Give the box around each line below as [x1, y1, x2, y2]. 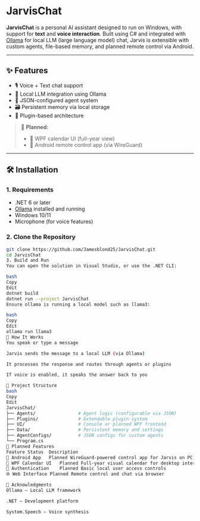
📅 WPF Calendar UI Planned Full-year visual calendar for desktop [6, 460, 180, 466]
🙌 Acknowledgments [6, 482, 52, 488]
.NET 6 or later [14, 199, 51, 206]
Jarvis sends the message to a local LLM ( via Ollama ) [6, 350, 145, 356]
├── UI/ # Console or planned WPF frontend [6, 421, 167, 428]
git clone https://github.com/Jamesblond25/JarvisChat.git [6, 246, 156, 252]
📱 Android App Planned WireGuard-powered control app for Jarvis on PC [6, 454, 193, 460]
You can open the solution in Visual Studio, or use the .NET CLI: [6, 263, 177, 269]
